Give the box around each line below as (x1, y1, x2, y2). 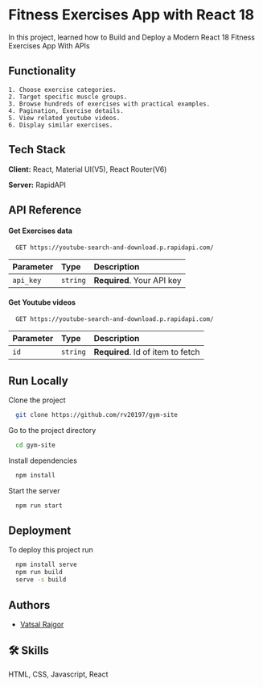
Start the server (8, 485, 60, 495)
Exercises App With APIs (8, 40, 90, 50)
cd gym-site (15, 441, 56, 449)
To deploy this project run (8, 545, 94, 555)
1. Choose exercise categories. (8, 85, 117, 94)
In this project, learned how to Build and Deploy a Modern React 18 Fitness (8, 32, 256, 42)
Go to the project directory (8, 426, 97, 435)
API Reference (8, 203, 82, 217)
